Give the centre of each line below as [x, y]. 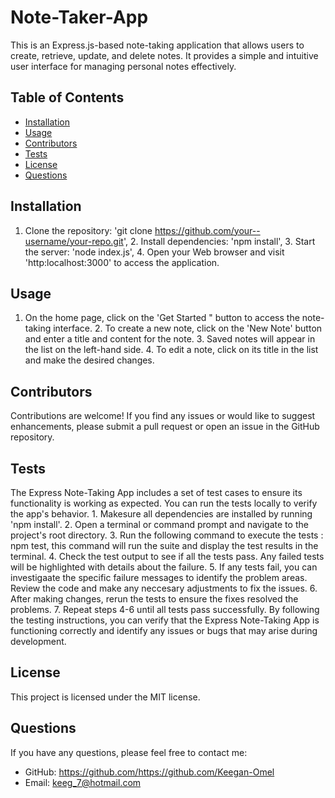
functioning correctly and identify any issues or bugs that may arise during [164, 630]
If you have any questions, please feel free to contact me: [129, 752]
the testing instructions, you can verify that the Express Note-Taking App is [165, 620]
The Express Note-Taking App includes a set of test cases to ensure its [156, 492]
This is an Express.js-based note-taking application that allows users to [157, 45]
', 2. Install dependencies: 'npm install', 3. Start [219, 241]
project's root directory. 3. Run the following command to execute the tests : [167, 535]
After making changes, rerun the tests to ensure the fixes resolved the [154, 599]
